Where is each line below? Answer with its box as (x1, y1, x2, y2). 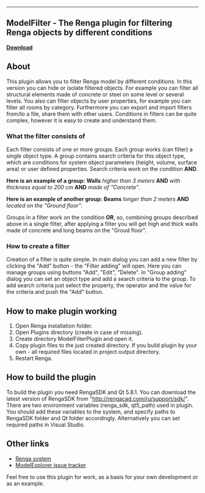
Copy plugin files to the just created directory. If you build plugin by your (15, 341, 198, 349)
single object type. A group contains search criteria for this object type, (6, 152, 186, 159)
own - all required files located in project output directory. (15, 348, 160, 356)
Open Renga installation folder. (15, 322, 93, 330)
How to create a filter (6, 242, 70, 250)
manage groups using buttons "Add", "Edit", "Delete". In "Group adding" (6, 269, 187, 276)
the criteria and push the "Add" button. (6, 288, 104, 296)
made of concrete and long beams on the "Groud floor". (6, 227, 147, 234)
